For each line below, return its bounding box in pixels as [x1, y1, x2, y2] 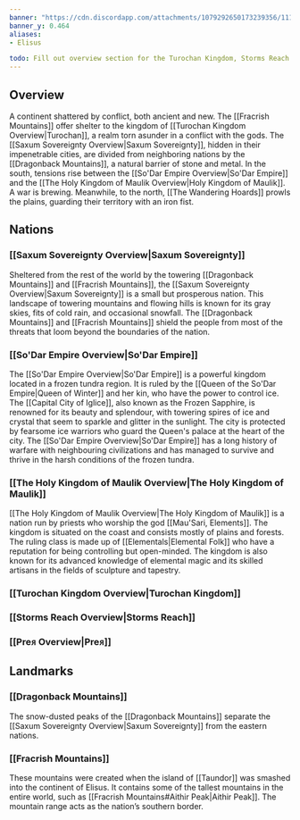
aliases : [9, 29, 42, 38]
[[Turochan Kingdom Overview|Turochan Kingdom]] [9, 587, 241, 599]
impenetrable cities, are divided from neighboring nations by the [9, 148, 246, 159]
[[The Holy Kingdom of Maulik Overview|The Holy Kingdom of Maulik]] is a [9, 508, 285, 519]
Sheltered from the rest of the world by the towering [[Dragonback [9, 269, 254, 280]
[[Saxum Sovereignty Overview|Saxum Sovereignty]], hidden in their [9, 139, 262, 150]
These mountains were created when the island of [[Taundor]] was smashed [9, 772, 291, 782]
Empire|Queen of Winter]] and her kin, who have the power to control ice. [9, 388, 279, 398]
